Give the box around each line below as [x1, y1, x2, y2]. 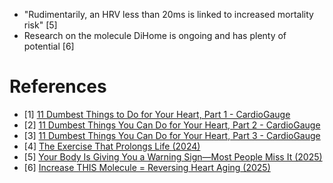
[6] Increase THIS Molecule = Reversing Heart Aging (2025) [23, 161, 271, 173]
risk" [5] [23, 19, 58, 31]
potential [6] [23, 40, 75, 52]
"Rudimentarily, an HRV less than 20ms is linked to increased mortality [23, 9, 314, 20]
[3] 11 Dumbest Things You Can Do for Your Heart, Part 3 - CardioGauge [23, 129, 321, 141]
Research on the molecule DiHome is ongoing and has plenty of [23, 30, 287, 41]
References [9, 75, 107, 98]
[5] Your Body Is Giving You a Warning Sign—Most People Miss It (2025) [23, 150, 323, 163]
